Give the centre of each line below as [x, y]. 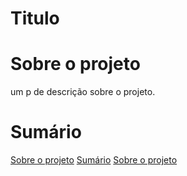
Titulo [35, 18]
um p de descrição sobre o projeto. [83, 92]
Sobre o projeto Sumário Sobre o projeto [94, 160]
